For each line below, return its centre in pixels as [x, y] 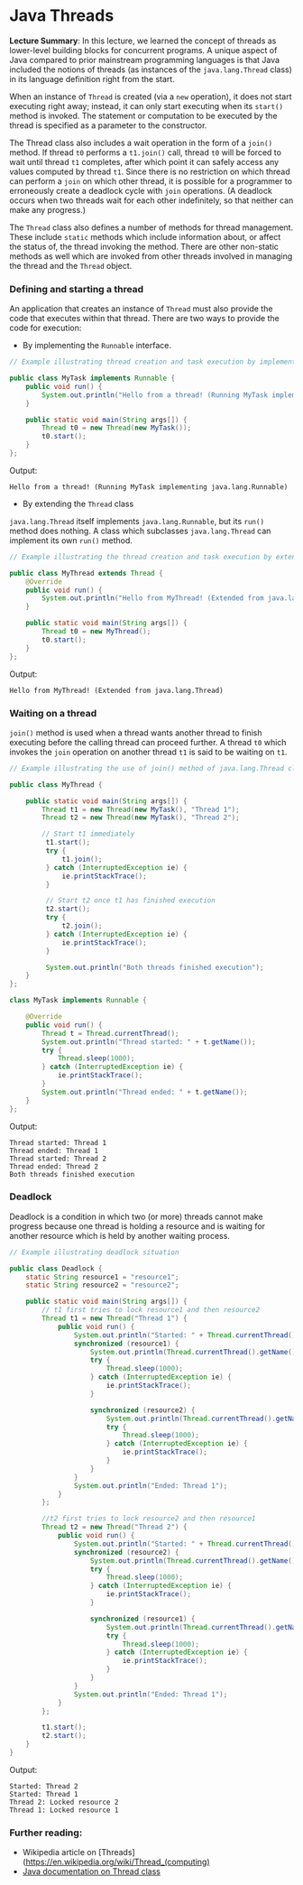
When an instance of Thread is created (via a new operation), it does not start [151, 97]
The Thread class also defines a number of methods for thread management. [151, 227]
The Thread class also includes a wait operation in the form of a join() [141, 143]
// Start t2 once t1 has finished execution [131, 901]
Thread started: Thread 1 [58, 1142]
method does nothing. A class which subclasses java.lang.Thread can [140, 531]
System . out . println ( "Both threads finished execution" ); [155, 967]
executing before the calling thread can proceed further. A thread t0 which [148, 742]
